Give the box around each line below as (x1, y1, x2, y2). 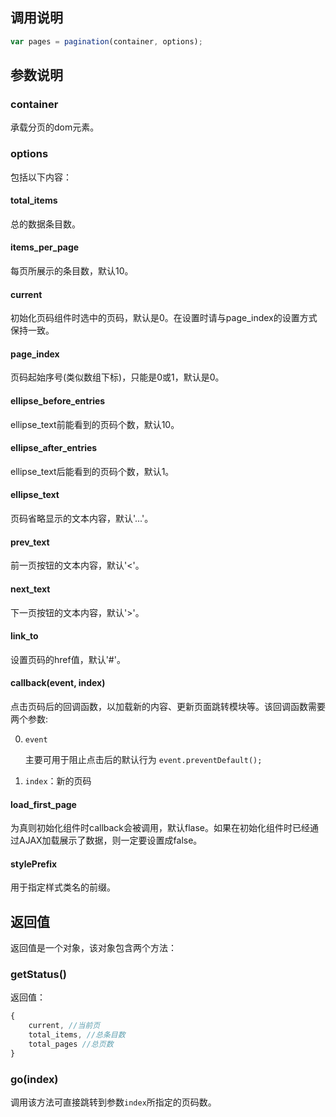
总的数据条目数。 (10, 218, 81, 230)
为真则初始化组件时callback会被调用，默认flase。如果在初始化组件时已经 (10, 822, 311, 834)
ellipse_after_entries (10, 442, 98, 454)
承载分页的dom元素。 (10, 121, 100, 133)
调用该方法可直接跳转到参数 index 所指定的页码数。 (10, 1096, 217, 1108)
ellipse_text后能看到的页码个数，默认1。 (10, 465, 175, 477)
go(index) (10, 1072, 59, 1086)
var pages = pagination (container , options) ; (10, 36, 203, 47)
